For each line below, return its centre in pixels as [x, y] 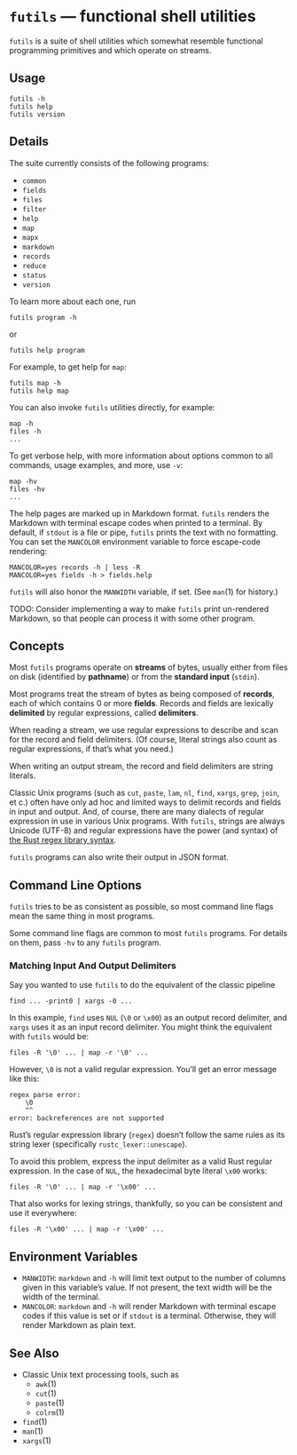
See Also [34, 1353]
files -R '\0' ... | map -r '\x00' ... [83, 1188]
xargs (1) [36, 1441]
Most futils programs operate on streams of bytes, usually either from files [148, 667]
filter [34, 209]
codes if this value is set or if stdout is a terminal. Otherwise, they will [149, 1316]
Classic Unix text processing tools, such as [101, 1375]
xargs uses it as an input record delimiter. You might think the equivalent [141, 1027]
